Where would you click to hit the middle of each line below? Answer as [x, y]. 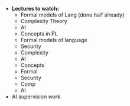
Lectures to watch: [35, 9]
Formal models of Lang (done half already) [72, 15]
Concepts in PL [39, 34]
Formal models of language [54, 40]
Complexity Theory [44, 21]
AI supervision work [36, 97]
